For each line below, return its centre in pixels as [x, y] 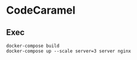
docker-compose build [33, 46]
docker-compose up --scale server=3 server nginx [69, 51]
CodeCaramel [41, 10]
